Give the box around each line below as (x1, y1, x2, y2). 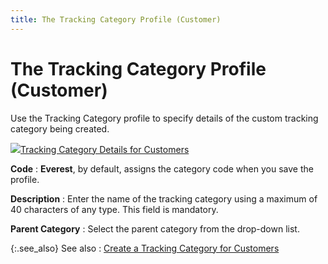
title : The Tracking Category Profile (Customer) (10, 14, 222, 25)
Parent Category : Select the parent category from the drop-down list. (10, 222, 300, 235)
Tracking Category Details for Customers (20, 143, 190, 155)
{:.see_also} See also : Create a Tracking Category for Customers (10, 242, 280, 254)
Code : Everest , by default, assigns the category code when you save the (10, 162, 314, 175)
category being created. (10, 122, 110, 135)
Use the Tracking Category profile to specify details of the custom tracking (10, 112, 319, 124)
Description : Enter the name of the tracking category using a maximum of (10, 192, 318, 205)
